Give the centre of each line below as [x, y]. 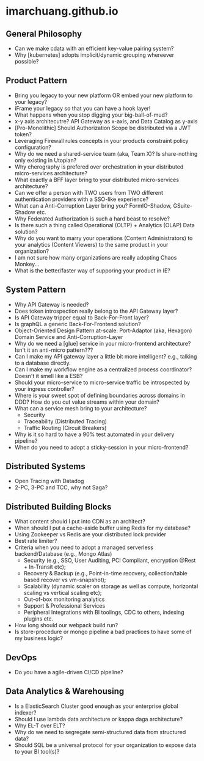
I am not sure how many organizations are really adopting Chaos [96, 257]
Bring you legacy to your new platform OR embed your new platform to [104, 95]
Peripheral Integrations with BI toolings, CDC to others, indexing [104, 613]
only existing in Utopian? [46, 160]
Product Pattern [37, 81]
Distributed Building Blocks [59, 507]
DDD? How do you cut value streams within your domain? [87, 402]
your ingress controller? [44, 388]
